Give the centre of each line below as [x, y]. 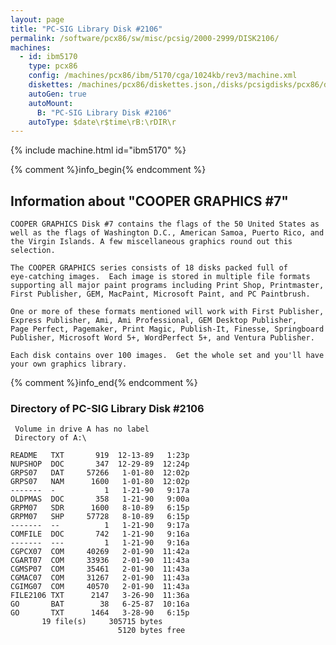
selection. [33, 251]
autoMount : [51, 103]
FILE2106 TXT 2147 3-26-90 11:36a [100, 596]
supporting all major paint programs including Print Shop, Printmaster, [167, 286]
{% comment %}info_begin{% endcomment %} [108, 170]
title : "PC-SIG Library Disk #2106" [86, 29]
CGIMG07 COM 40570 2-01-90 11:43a [100, 587]
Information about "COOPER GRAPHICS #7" [149, 201]
